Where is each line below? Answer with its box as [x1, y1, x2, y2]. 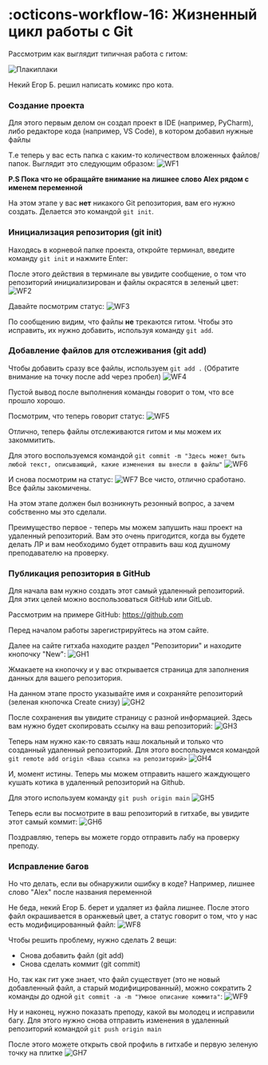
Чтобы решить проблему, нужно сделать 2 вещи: [8, 936, 177, 945]
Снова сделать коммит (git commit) [19, 960, 141, 969]
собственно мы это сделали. [8, 507, 107, 517]
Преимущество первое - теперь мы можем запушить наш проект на [8, 522, 243, 532]
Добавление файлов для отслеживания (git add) [8, 345, 207, 356]
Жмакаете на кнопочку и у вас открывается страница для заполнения [8, 665, 250, 675]
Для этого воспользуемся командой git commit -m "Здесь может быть [8, 450, 246, 460]
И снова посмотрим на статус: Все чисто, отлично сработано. [8, 474, 246, 484]
